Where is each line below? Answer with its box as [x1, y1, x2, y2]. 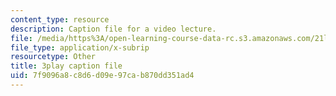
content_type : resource [10, 14, 110, 25]
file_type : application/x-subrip [10, 42, 150, 53]
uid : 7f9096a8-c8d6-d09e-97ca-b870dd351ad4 [10, 71, 195, 81]
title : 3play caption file [10, 61, 123, 71]
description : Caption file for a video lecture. [10, 24, 217, 34]
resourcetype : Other [10, 52, 97, 62]
